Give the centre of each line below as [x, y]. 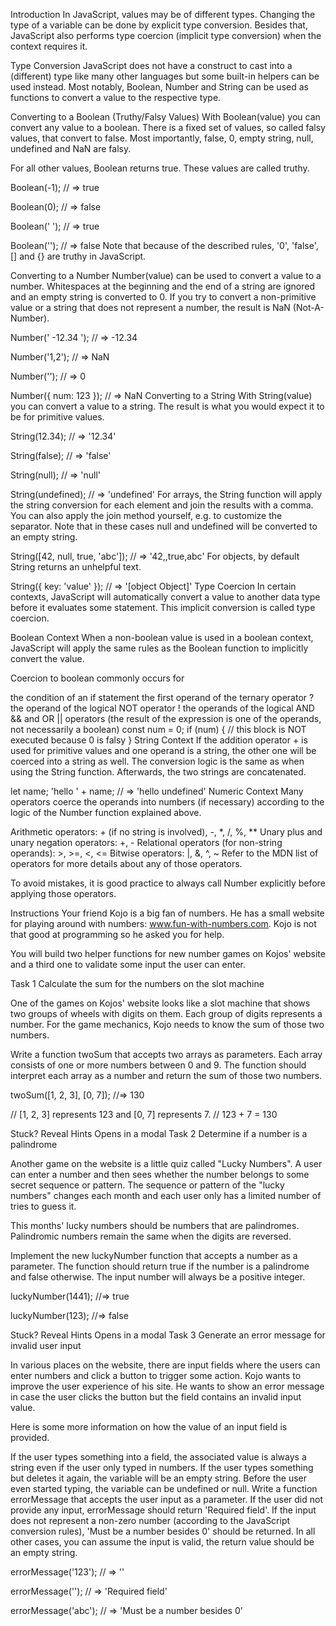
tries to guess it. [43, 1206]
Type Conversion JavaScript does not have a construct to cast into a [151, 65]
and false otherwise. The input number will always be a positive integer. [158, 1277]
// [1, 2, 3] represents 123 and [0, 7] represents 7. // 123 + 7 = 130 [144, 1114]
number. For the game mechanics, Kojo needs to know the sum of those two [167, 1024]
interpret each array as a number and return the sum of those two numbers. [166, 1075]
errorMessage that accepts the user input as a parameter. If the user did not [167, 1499]
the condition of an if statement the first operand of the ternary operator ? [162, 697]
